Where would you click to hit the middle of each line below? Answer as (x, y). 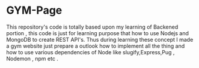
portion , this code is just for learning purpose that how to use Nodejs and (98, 33)
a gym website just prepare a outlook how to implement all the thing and (96, 46)
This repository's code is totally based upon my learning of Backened (92, 27)
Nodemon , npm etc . (32, 58)
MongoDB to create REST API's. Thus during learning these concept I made (100, 39)
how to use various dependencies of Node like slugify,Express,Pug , (90, 52)
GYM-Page (34, 10)
